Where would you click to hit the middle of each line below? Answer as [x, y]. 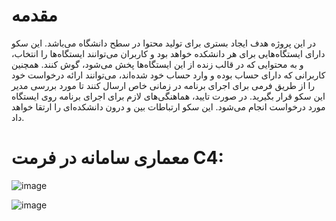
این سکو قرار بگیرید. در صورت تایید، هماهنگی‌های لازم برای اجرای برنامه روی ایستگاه [168, 96]
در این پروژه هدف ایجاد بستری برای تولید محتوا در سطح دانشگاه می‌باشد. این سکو [163, 43]
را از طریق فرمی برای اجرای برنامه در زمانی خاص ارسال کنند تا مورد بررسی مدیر [163, 85]
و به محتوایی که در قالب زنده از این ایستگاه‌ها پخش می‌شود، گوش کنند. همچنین [157, 64]
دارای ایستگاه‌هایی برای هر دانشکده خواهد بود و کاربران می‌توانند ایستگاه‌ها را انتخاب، [168, 53]
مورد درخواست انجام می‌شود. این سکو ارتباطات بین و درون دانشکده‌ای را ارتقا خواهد [168, 106]
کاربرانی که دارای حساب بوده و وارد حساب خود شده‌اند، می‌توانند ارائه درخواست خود [168, 75]
